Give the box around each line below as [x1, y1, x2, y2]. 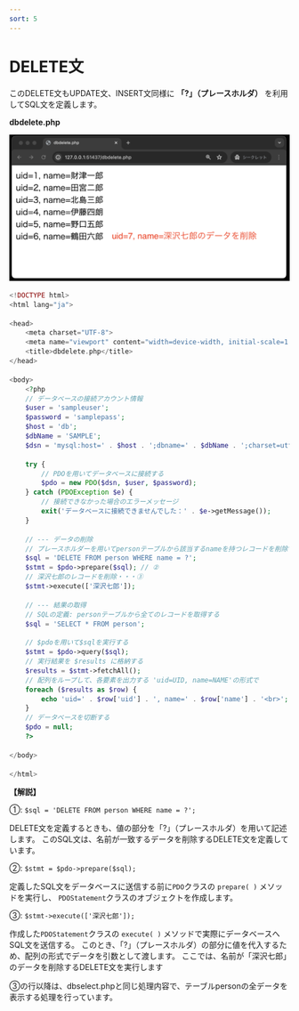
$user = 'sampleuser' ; [25, 403, 109, 413]
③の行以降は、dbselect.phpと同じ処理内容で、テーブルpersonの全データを [9, 981, 288, 991]
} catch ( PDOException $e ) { [25, 488, 133, 497]
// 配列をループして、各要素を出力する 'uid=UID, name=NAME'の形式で [25, 675, 260, 684]
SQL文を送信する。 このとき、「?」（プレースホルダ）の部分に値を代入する [9, 940, 280, 950]
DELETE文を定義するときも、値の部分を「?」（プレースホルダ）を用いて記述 [9, 823, 287, 834]
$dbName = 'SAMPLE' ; [25, 432, 101, 441]
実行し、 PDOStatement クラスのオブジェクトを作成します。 [24, 893, 238, 903]
